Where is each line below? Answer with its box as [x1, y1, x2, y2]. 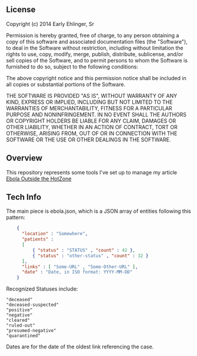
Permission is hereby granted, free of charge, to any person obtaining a [6, 32, 179, 39]
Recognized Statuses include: [6, 285, 78, 292]
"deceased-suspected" [6, 302, 59, 308]
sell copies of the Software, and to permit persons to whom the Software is [6, 57, 188, 64]
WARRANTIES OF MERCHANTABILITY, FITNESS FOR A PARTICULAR [6, 104, 172, 111]
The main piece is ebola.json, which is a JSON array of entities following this [6, 207, 191, 215]
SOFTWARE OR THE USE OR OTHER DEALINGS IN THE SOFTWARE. [6, 136, 171, 143]
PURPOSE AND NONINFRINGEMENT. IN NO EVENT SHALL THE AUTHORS [6, 111, 187, 118]
